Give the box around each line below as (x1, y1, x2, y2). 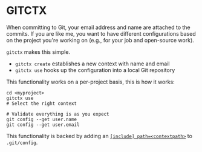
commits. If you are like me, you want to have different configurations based (6, 30, 196, 37)
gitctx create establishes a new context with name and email (15, 60, 170, 67)
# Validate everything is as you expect (6, 111, 110, 117)
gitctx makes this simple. (6, 48, 71, 55)
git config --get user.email (6, 122, 80, 128)
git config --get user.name (6, 116, 77, 122)
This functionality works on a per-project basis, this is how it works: (6, 78, 175, 85)
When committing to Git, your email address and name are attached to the (6, 24, 191, 31)
